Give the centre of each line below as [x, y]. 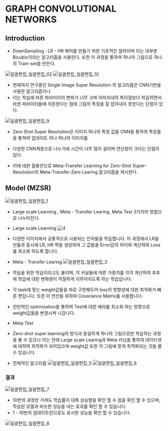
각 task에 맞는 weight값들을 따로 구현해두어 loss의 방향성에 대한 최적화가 [84, 289]
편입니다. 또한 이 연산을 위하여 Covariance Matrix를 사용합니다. [80, 296]
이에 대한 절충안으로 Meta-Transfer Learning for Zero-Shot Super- [79, 166]
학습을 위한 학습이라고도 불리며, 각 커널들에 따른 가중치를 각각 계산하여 [81, 273]
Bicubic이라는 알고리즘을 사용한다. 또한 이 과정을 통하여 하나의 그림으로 [82, 57]
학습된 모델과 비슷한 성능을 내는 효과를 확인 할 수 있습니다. [69, 406]
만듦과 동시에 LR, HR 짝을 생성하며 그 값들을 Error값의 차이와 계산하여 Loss [87, 245]
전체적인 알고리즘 [29, 363]
